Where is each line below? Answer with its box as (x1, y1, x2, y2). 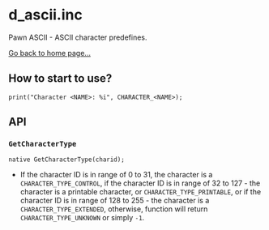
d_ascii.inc (8, 6, 83, 24)
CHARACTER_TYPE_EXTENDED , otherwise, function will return (19, 204, 208, 214)
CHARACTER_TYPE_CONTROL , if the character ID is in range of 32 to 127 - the (19, 178, 261, 188)
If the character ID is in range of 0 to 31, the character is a (19, 170, 213, 180)
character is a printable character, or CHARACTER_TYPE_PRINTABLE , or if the (19, 187, 262, 197)
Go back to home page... (8, 48, 92, 57)
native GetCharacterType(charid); (8, 155, 126, 164)
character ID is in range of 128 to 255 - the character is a (19, 196, 210, 206)
